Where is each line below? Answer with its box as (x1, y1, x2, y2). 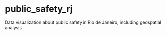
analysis (5, 24, 22, 30)
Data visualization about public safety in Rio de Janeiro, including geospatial (5, 19, 162, 25)
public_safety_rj (5, 3, 73, 15)
